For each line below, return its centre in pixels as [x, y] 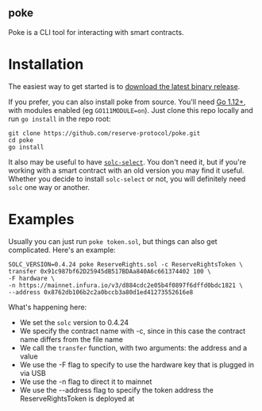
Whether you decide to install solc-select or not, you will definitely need [127, 179]
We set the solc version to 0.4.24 [74, 322]
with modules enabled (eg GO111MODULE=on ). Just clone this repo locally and [131, 110]
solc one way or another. [49, 187]
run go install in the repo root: [60, 118]
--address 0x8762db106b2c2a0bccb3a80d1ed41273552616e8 [101, 292]
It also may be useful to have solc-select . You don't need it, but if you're [127, 161]
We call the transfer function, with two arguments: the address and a [133, 347]
